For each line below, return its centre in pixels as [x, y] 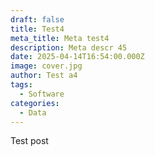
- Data [33, 112]
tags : [21, 85]
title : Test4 [37, 29]
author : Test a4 [44, 76]
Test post [29, 141]
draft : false [37, 19]
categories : [35, 103]
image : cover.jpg [46, 66]
